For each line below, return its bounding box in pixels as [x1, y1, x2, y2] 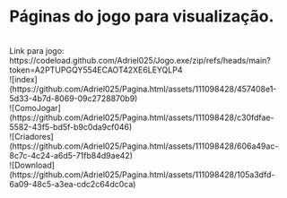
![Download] [9, 159, 56, 170]
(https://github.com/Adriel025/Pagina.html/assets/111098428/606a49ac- [9, 141, 279, 151]
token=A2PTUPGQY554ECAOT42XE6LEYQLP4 [9, 65, 183, 75]
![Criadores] [9, 131, 54, 142]
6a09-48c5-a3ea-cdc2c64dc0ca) [9, 178, 136, 189]
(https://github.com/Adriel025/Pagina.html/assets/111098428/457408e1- [9, 83, 277, 94]
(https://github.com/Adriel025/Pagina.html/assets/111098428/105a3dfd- [9, 168, 275, 180]
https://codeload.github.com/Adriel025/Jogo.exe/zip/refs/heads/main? [9, 55, 271, 65]
